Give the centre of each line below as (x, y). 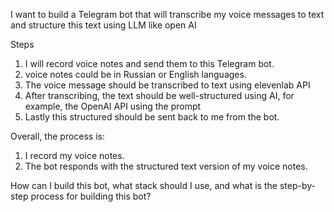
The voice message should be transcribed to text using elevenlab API (167, 85)
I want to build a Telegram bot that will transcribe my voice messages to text (167, 14)
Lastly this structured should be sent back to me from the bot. (152, 117)
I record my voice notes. (74, 155)
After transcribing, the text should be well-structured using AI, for (159, 95)
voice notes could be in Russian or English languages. (135, 74)
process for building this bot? (91, 196)
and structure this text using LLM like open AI (103, 25)
